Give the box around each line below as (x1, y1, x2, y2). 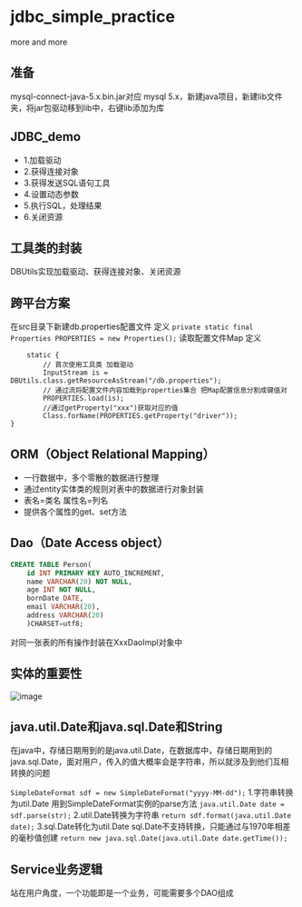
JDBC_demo (10, 129, 81, 145)
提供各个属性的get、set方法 (23, 506, 128, 517)
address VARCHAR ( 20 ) (26, 611, 104, 620)
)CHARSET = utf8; (26, 619, 84, 628)
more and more (10, 36, 68, 47)
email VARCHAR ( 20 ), (26, 603, 101, 612)
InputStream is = (43, 368, 108, 378)
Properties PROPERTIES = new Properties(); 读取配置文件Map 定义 (10, 333, 262, 344)
